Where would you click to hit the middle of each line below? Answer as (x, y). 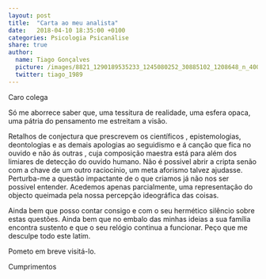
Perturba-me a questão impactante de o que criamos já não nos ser (119, 178)
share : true (28, 45)
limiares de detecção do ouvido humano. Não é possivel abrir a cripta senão (133, 161)
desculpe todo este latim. (49, 235)
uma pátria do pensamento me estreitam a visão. (88, 120)
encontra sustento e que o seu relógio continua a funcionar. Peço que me (128, 227)
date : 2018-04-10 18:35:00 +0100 (67, 30)
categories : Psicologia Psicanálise (68, 38)
